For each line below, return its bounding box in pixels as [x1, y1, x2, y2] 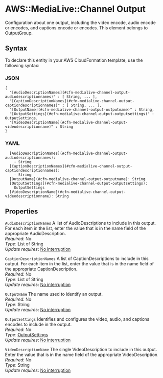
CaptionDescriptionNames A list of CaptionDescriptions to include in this [5, 256, 149, 261]
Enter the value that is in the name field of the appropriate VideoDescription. [5, 352, 159, 358]
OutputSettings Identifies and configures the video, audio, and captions [5, 316, 150, 322]
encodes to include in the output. [5, 322, 72, 328]
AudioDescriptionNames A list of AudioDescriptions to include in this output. [5, 220, 156, 226]
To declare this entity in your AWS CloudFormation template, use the [5, 57, 143, 63]
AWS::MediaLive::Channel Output [5, 3, 146, 15]
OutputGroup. [5, 30, 33, 36]
